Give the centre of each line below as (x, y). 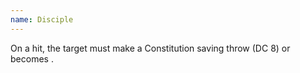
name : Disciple (42, 19)
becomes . (32, 58)
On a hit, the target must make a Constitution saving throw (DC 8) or (150, 48)
